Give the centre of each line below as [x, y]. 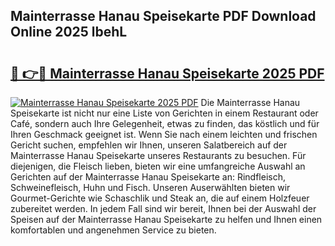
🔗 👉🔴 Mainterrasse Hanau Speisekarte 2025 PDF [167, 73]
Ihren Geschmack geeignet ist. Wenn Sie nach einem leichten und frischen [164, 134]
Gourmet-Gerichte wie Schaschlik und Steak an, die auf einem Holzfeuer [160, 198]
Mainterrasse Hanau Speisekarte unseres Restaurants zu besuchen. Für [158, 155]
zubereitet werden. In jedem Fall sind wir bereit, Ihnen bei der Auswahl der [163, 208]
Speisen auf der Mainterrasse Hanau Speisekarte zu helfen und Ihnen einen [166, 219]
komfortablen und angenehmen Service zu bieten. [113, 230]
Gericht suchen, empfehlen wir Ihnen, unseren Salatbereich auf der [149, 145]
